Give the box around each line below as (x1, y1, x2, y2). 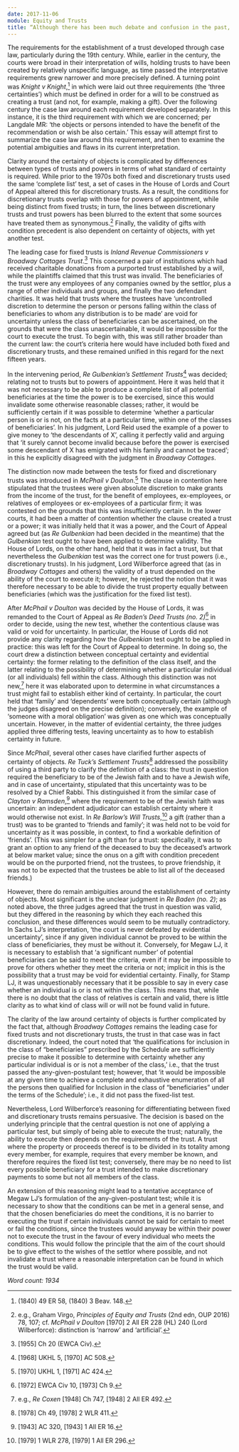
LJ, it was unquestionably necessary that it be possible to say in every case (7, 978, 229, 987)
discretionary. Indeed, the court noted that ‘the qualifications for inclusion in (7, 1037, 230, 1046)
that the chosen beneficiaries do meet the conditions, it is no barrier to (7, 1209, 214, 1217)
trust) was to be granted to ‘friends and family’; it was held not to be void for (7, 820, 230, 828)
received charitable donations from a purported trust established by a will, (7, 264, 225, 273)
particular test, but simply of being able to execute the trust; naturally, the (7, 1127, 223, 1135)
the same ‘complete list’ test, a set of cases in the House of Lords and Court (7, 180, 230, 188)
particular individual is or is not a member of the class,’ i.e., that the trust (7, 1060, 219, 1069)
